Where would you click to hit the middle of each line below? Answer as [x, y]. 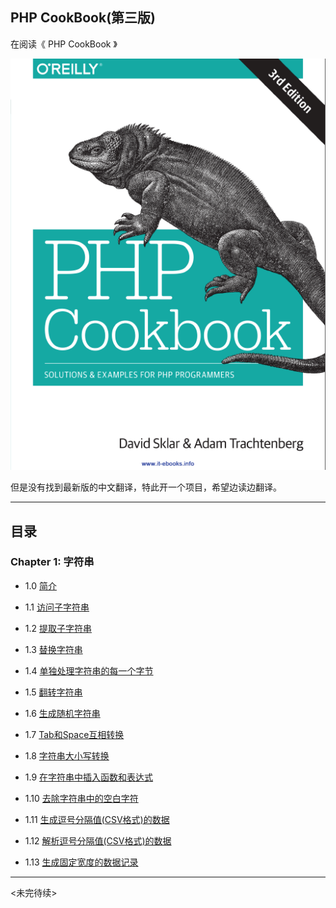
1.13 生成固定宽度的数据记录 [81, 862]
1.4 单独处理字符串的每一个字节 [89, 670]
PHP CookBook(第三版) [83, 18]
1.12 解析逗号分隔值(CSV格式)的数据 [98, 840]
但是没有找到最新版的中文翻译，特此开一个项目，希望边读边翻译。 [146, 487]
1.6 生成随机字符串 [62, 713]
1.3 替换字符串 [53, 649]
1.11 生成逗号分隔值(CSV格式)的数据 [97, 819]
